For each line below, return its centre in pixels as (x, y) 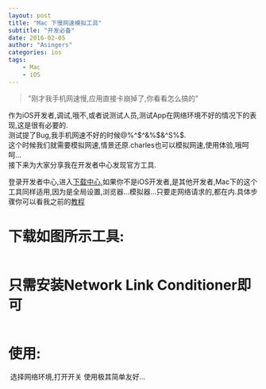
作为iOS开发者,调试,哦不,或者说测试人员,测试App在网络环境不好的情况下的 (129, 115)
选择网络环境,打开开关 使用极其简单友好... (78, 377)
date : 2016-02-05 (37, 38)
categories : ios (35, 52)
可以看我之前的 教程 (53, 201)
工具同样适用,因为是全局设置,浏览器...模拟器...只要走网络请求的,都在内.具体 (130, 191)
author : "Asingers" (40, 45)
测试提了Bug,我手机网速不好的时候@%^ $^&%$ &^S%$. (97, 135)
